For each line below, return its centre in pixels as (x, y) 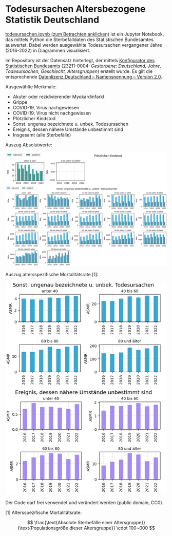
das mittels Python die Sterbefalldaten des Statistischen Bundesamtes (80, 40)
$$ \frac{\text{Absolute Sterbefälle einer (70, 522)
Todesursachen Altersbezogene (75, 9)
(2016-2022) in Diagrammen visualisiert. (48, 50)
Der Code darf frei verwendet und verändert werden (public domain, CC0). (84, 502)
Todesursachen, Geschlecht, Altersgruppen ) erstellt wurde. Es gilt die (79, 71)
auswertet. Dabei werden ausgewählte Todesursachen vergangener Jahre (84, 45)
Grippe (20, 102)
